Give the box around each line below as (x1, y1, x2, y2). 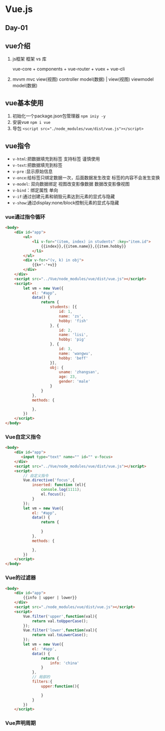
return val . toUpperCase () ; (31, 618, 88, 624)
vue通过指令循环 (5, 213, 45, 220)
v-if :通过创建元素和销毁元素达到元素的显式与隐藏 (12, 194, 115, 200)
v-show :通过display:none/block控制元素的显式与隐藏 (12, 200, 119, 206)
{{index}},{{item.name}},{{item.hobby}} (40, 244, 126, 249)
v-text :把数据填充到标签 (12, 162, 62, 168)
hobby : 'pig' (58, 337, 86, 342)
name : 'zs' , (58, 313, 84, 319)
